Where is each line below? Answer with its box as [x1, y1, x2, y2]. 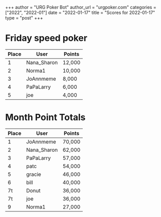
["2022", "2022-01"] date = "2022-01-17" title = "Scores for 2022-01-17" [5, 10, 155, 16]
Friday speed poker [5, 33, 88, 44]
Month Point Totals [5, 112, 86, 123]
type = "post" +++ [5, 15, 44, 21]
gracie [26, 170, 42, 177]
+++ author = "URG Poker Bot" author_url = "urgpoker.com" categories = [5, 5, 156, 10]
